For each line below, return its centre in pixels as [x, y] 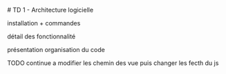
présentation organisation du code [56, 50]
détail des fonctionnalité [41, 36]
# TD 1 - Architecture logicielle [50, 10]
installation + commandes [44, 23]
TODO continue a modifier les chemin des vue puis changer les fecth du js [113, 63]
